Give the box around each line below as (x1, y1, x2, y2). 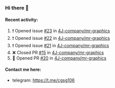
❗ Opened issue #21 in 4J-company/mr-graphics (12, 43, 109, 49)
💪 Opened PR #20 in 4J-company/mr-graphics (12, 55, 107, 61)
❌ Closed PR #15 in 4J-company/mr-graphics (12, 50, 104, 56)
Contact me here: (5, 66, 42, 72)
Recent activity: (5, 17, 38, 23)
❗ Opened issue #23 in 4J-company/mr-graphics (12, 28, 110, 34)
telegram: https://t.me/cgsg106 (12, 77, 75, 83)
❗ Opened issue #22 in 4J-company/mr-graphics (12, 35, 110, 41)
